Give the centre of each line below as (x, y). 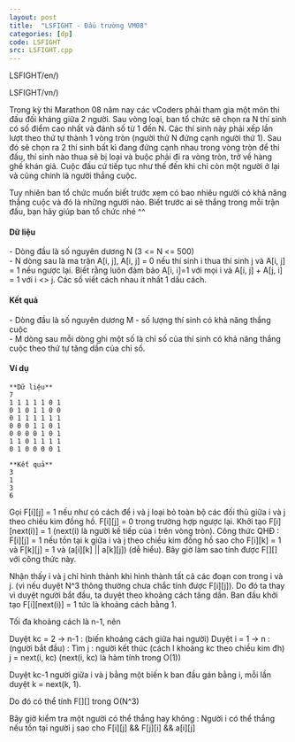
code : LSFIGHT (35, 42)
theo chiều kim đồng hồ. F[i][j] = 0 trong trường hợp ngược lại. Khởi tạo (138, 521)
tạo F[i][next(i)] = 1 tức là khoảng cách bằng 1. (93, 604)
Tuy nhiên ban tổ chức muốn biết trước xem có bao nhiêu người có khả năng (148, 193)
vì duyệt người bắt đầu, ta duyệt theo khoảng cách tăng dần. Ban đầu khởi (144, 595)
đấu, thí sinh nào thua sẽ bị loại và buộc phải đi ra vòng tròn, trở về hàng (140, 157)
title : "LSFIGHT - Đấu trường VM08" (79, 26)
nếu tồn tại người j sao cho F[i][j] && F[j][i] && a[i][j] (102, 728)
